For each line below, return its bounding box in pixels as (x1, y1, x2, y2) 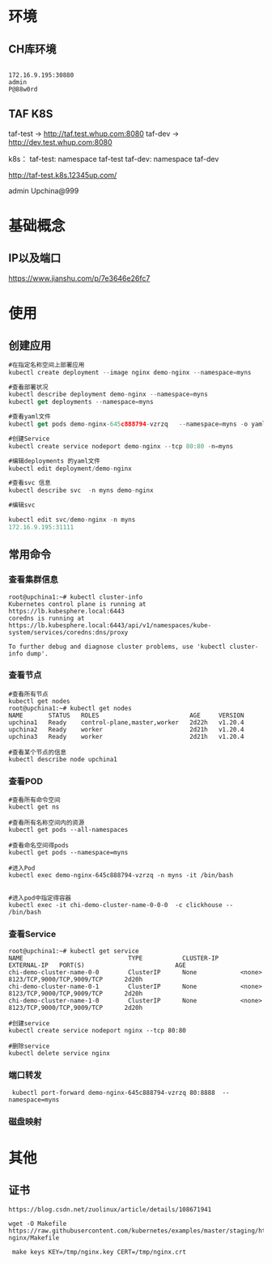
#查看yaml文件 (8, 413, 51, 421)
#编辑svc (8, 501, 36, 510)
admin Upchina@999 (8, 185, 79, 195)
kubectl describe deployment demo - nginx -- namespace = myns (8, 390, 208, 399)
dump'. (26, 649, 49, 658)
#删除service (8, 1042, 50, 1050)
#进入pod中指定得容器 (8, 894, 71, 902)
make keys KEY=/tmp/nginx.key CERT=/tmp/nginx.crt (11, 1248, 186, 1256)
